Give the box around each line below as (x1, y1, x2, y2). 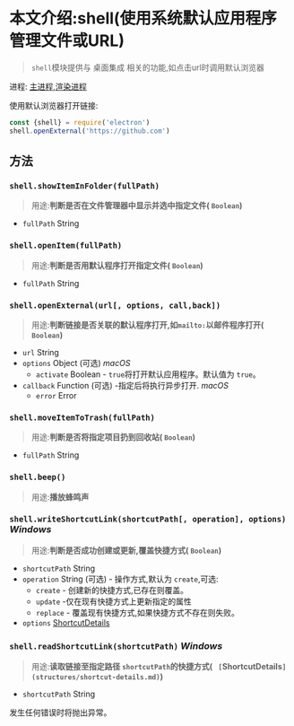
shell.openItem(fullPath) (9, 241, 123, 251)
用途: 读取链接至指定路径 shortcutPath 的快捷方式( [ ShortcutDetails (30, 661, 282, 672)
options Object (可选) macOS (22, 357, 131, 368)
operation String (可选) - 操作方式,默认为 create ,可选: (22, 573, 219, 584)
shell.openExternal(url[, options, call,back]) (9, 300, 221, 311)
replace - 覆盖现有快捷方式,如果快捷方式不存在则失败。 (35, 607, 240, 617)
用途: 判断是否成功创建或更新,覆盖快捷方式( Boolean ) (30, 545, 222, 555)
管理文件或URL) (9, 31, 125, 51)
